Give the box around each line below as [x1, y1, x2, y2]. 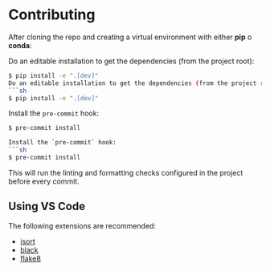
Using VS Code [8, 200, 86, 213]
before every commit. [8, 176, 80, 186]
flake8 [19, 253, 42, 263]
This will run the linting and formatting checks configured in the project [8, 168, 243, 177]
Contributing [8, 6, 96, 24]
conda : [8, 40, 32, 50]
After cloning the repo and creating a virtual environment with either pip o [8, 32, 252, 42]
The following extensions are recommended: [8, 220, 157, 230]
